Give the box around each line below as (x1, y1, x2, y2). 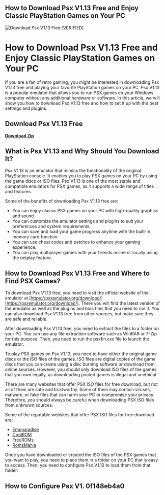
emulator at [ (5, 295, 31, 301)
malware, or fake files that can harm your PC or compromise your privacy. (5, 392, 155, 398)
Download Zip (5, 132, 34, 138)
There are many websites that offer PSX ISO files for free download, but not (5, 381, 158, 387)
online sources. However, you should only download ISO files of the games (5, 366, 157, 372)
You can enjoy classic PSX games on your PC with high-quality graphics (12, 208, 159, 214)
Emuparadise (12, 427, 39, 432)
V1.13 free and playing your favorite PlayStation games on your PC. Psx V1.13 (5, 84, 160, 90)
